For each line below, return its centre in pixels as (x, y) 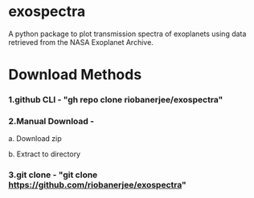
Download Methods (75, 75)
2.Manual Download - (51, 121)
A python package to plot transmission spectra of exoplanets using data (127, 34)
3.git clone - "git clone (53, 175)
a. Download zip (35, 139)
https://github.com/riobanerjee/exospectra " (97, 185)
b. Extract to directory (45, 154)
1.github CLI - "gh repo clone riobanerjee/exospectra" (116, 100)
